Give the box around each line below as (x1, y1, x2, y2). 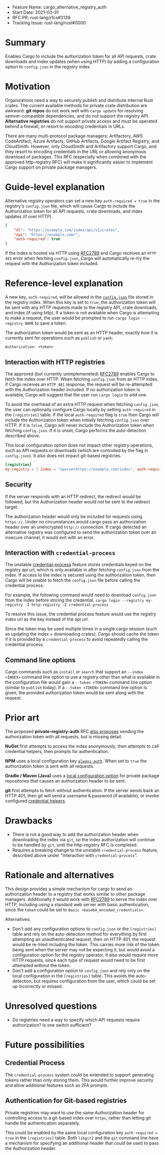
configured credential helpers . (5, 798, 66, 804)
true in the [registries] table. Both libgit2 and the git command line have (5, 1135, 159, 1141)
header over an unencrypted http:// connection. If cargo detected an (5, 524, 147, 530)
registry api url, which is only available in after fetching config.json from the (5, 567, 160, 573)
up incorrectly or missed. (12, 983, 63, 989)
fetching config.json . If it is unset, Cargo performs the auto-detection (5, 427, 146, 433)
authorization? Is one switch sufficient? (12, 1022, 92, 1028)
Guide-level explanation (5, 182, 105, 193)
